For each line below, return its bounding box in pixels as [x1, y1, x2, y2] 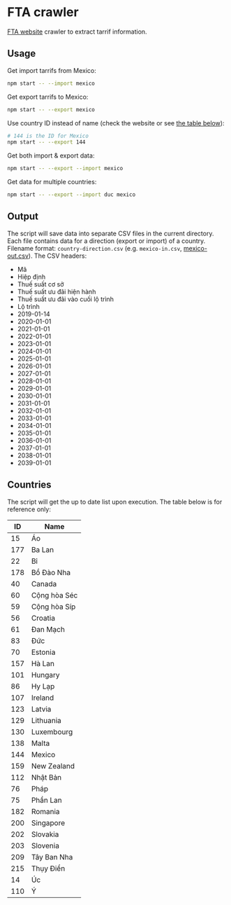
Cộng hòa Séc [31, 590, 78, 600]
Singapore [31, 817, 65, 827]
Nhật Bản [31, 772, 62, 782]
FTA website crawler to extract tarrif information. [7, 27, 148, 36]
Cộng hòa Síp [31, 602, 76, 612]
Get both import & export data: [7, 151, 95, 160]
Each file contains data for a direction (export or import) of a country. [7, 236, 206, 245]
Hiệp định [17, 272, 46, 281]
